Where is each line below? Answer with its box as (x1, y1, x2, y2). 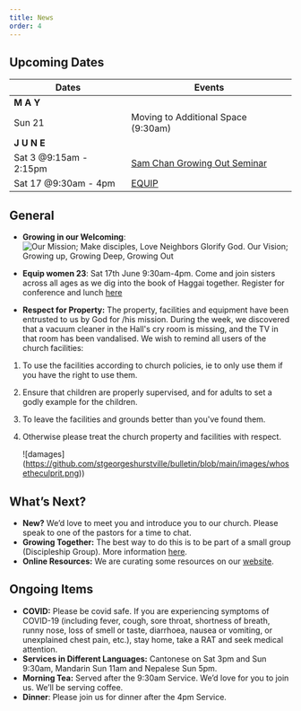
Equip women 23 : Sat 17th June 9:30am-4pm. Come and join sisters (21, 268, 276, 279)
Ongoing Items (9, 582, 94, 597)
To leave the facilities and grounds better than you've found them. (21, 414, 266, 425)
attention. (21, 644, 58, 654)
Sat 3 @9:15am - (13, 152, 88, 164)
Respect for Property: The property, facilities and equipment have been (21, 304, 289, 315)
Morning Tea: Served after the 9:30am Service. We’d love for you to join (21, 672, 289, 683)
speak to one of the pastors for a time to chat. (21, 527, 192, 538)
